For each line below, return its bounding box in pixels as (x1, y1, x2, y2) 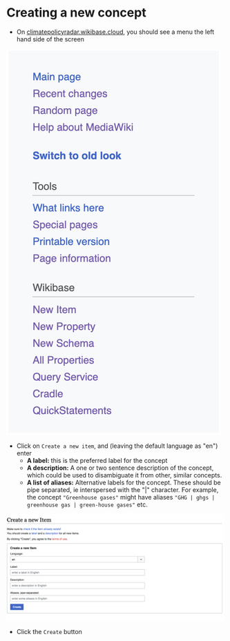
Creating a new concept (6, 5, 146, 21)
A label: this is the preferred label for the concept (26, 456, 168, 464)
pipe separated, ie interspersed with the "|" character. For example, (26, 485, 219, 494)
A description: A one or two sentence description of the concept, (26, 464, 214, 472)
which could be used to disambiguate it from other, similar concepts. (26, 471, 222, 479)
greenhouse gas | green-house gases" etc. (26, 500, 148, 509)
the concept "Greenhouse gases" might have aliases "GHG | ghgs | (26, 493, 215, 501)
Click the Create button (16, 628, 82, 636)
